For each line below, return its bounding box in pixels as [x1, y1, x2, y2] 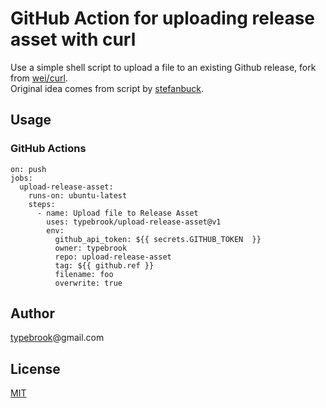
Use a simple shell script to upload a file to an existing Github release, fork [10, 61, 317, 73]
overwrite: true [54, 278, 123, 288]
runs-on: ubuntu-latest [28, 190, 128, 201]
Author [10, 305, 55, 322]
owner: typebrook [54, 243, 128, 253]
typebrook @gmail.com [10, 332, 105, 344]
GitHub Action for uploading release [10, 7, 316, 30]
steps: [28, 199, 56, 209]
